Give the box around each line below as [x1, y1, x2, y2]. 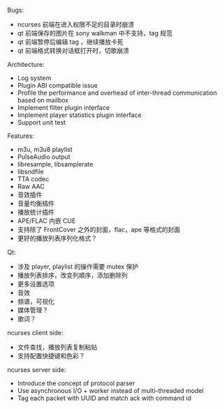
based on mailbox [17, 96, 69, 104]
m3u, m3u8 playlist [17, 146, 73, 153]
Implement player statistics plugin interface [17, 111, 142, 119]
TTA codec [17, 175, 50, 183]
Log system [17, 74, 52, 82]
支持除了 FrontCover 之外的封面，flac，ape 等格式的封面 [17, 226, 181, 233]
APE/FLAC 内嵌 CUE [17, 217, 76, 225]
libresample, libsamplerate [17, 160, 94, 168]
